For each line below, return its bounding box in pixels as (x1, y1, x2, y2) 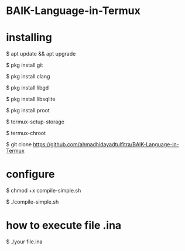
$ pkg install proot (6, 107, 50, 114)
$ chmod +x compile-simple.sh (6, 187, 81, 194)
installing (6, 31, 53, 44)
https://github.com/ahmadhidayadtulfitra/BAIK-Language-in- (33, 141, 180, 148)
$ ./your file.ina (6, 238, 43, 245)
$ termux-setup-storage (6, 118, 64, 125)
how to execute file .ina (6, 219, 122, 232)
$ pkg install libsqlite (6, 95, 56, 103)
